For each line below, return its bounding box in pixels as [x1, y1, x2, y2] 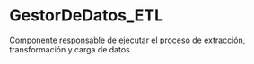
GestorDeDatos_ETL [9, 5, 164, 26]
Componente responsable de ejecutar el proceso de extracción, [9, 35, 246, 45]
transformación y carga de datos [9, 44, 130, 54]
